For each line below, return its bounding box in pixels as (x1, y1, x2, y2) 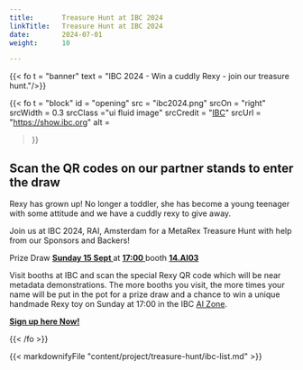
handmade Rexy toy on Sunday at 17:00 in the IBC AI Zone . (9, 299, 228, 310)
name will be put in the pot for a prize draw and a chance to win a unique (9, 289, 280, 300)
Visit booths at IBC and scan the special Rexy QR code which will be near (9, 270, 281, 281)
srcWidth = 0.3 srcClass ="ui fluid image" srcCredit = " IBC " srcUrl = (9, 107, 262, 118)
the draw (9, 175, 60, 190)
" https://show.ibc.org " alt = (9, 117, 111, 128)
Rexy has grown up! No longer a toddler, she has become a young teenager (9, 199, 290, 210)
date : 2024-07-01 (9, 30, 103, 39)
